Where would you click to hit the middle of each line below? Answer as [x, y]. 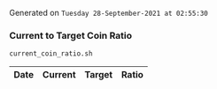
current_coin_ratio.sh [51, 54]
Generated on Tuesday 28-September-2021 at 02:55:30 [108, 13]
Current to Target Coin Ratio [71, 35]
